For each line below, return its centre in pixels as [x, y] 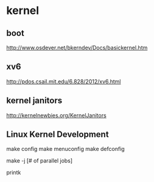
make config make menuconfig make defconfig [65, 149]
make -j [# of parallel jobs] [40, 161]
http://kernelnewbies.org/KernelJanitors [56, 115]
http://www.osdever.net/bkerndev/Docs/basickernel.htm [77, 47]
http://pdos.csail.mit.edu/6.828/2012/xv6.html [64, 81]
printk [14, 173]
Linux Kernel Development [58, 135]
